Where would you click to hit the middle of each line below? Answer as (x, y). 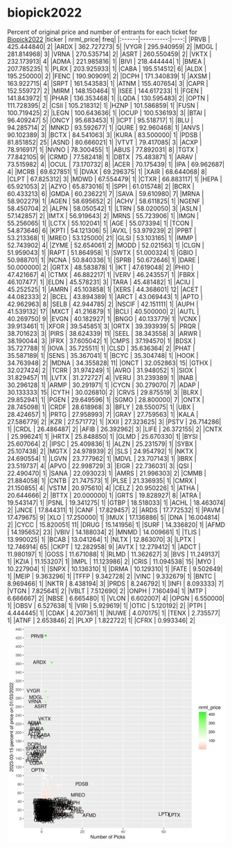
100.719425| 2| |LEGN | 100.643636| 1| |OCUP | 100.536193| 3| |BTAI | (107, 113)
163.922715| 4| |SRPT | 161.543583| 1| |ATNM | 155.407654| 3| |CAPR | (108, 83)
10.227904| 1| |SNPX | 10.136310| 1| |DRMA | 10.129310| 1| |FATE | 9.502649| (115, 568)
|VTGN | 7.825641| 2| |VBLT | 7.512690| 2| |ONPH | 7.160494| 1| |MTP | (107, 590)
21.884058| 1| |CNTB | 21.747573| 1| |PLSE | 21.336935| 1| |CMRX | (102, 480)
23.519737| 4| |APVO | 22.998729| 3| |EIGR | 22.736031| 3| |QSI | (100, 466)
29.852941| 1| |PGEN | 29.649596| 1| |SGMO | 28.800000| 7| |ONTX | (106, 399)
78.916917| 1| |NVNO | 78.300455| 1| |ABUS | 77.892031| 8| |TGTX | (103, 150)
